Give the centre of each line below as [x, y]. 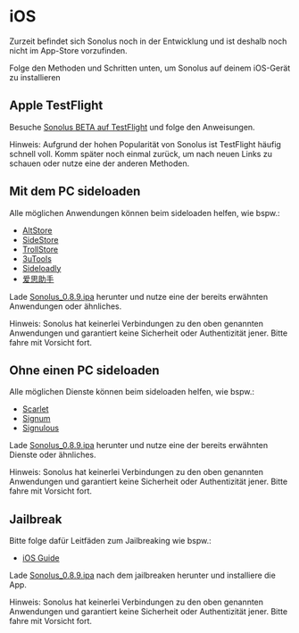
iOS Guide [41, 558]
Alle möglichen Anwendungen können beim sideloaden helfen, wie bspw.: [145, 212]
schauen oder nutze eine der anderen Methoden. [100, 163]
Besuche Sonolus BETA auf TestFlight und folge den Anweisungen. [133, 127]
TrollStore [40, 249]
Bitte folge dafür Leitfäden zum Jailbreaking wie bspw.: [110, 541]
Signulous [41, 428]
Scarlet [35, 409]
